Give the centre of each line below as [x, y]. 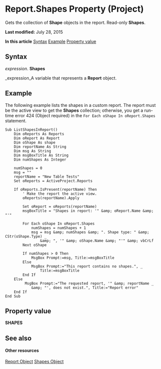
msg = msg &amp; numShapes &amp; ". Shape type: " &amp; [90, 232]
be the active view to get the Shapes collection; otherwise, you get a [74, 110]
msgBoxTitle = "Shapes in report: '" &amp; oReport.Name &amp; [88, 211]
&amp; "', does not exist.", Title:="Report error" [85, 287]
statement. [16, 121]
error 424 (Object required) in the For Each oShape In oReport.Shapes [85, 115]
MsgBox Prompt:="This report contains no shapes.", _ [87, 266]
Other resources [22, 350]
